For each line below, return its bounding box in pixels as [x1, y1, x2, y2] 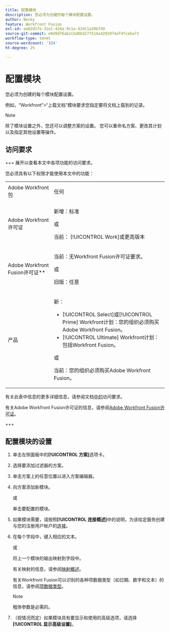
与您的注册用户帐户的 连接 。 [12, 523, 71, 529]
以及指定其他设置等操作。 [5, 129, 59, 135]
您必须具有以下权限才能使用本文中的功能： [5, 170, 94, 177]
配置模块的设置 [5, 437, 52, 446]
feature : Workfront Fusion [5, 21, 62, 27]
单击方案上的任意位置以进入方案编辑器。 [12, 473, 97, 479]
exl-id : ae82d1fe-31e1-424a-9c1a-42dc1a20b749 [5, 26, 105, 32]
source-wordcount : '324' [5, 41, 58, 46]
